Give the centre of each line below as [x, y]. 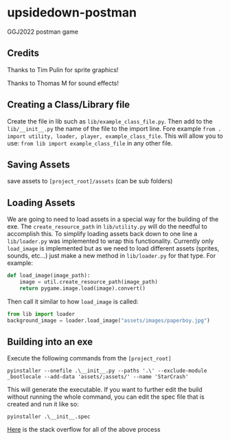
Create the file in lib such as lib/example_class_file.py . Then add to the [110, 121]
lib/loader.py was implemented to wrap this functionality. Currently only [111, 241]
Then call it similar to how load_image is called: [73, 301]
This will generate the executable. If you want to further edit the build [105, 390]
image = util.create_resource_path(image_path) [89, 282]
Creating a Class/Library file [69, 105]
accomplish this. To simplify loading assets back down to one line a [102, 234]
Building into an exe [50, 341]
